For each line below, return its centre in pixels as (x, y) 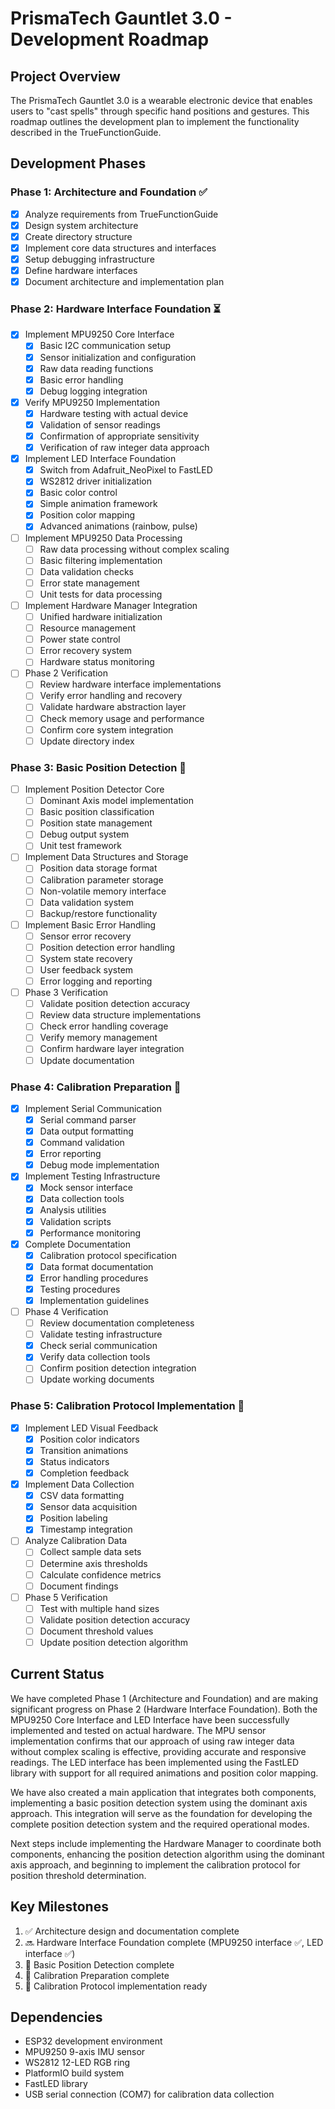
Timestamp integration (86, 1529)
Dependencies (56, 2017)
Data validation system (86, 902)
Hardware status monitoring (97, 662)
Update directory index (87, 741)
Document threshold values (96, 1631)
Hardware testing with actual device (114, 413)
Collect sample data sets (90, 1552)
